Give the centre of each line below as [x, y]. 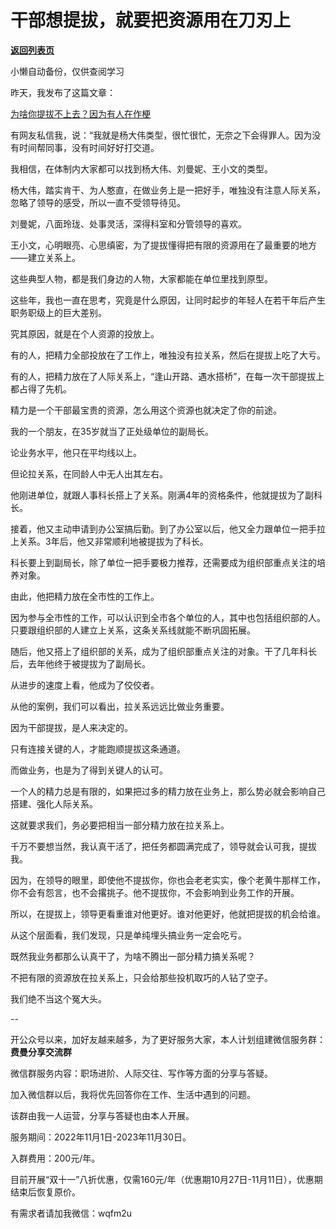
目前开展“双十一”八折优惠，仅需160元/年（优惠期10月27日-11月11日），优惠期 [166, 1179]
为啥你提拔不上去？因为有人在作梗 [80, 113]
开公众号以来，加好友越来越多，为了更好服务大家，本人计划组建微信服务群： [168, 1039]
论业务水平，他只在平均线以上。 [76, 452]
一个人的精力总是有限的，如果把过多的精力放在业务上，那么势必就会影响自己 [168, 791]
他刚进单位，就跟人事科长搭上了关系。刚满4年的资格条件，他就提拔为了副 [162, 495]
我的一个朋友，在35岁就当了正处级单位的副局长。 [112, 431]
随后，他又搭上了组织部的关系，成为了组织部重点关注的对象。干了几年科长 [163, 651]
